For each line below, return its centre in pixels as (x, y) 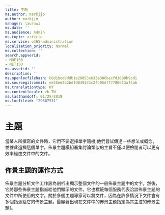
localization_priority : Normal (37, 46)
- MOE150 (14, 60)
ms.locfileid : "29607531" (31, 101)
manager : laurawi (23, 23)
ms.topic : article (24, 37)
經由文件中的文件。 (33, 154)
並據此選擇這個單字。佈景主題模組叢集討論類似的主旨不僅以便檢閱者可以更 (80, 147)
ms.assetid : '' (21, 69)
